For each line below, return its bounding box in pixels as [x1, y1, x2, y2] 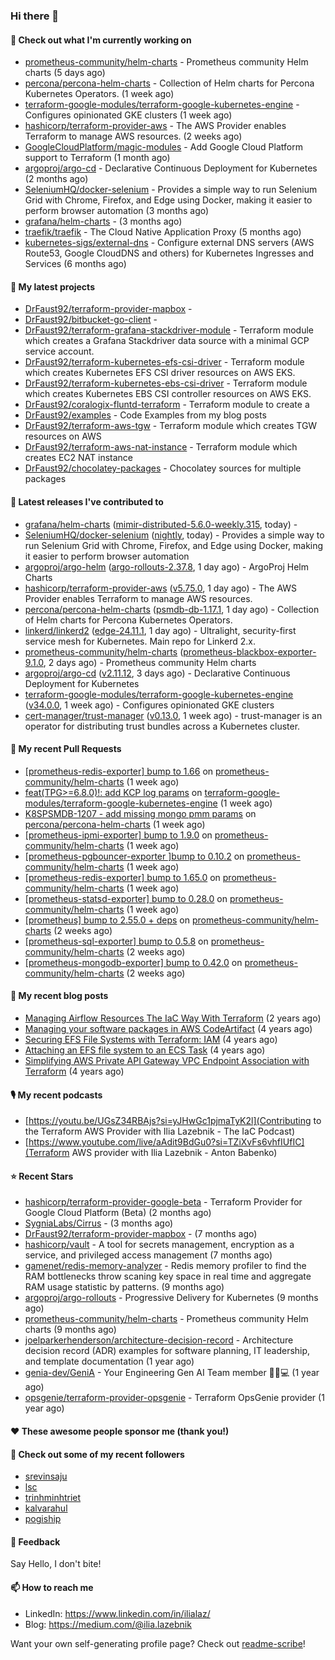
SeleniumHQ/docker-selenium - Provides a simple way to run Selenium [24, 184, 318, 196]
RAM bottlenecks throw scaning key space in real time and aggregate [24, 1270, 312, 1283]
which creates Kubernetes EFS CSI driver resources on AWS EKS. [24, 367, 296, 379]
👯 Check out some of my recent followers [10, 1448, 185, 1460]
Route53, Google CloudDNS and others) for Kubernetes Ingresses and [24, 247, 314, 259]
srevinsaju [24, 1470, 68, 1483]
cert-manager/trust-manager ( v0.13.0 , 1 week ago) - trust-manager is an [24, 709, 323, 721]
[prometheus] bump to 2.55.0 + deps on [24, 914, 191, 926]
